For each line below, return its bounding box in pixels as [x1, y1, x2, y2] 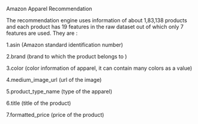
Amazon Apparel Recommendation [6, 5, 92, 12]
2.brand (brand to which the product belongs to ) [6, 53, 127, 60]
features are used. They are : [6, 29, 78, 37]
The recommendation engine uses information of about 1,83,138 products [6, 17, 187, 23]
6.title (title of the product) [6, 99, 71, 107]
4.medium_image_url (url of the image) [6, 76, 102, 83]
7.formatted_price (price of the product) [6, 111, 104, 118]
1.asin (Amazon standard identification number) [6, 42, 124, 48]
